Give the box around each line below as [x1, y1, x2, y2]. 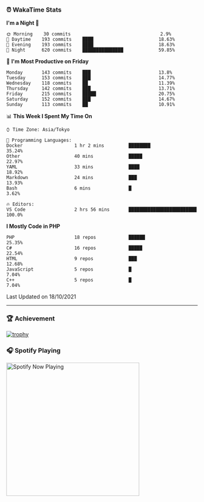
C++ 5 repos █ [6, 277, 132, 283]
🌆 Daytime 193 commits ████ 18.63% [6, 37, 175, 43]
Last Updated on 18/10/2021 [6, 293, 76, 300]
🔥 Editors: [6, 201, 35, 208]
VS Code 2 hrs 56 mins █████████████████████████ [6, 207, 197, 213]
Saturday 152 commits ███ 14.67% [6, 96, 175, 102]
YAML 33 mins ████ [6, 164, 140, 170]
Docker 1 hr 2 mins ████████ [6, 143, 151, 149]
